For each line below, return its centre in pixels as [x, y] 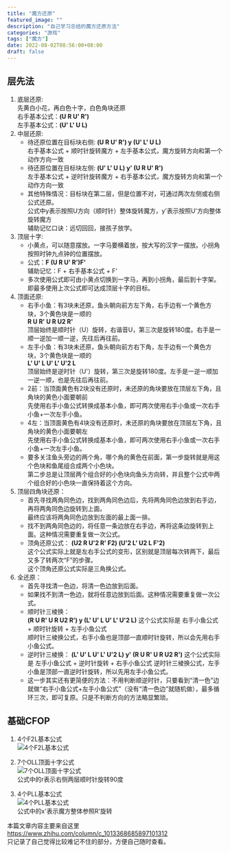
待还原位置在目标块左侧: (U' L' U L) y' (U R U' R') [95, 168]
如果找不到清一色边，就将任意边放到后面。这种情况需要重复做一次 [120, 594]
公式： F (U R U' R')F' [56, 262]
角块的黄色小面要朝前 [57, 397]
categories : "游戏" [34, 33]
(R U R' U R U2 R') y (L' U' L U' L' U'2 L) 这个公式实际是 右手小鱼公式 [123, 620]
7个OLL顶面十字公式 [46, 762]
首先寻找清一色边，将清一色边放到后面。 [84, 586]
